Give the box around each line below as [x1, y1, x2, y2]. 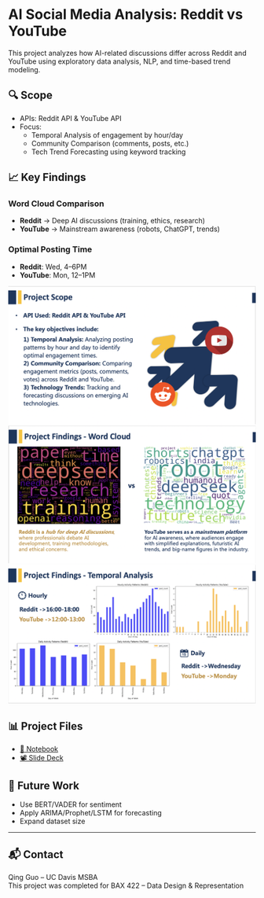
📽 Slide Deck [19, 753, 64, 763]
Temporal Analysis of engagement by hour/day [31, 130, 183, 139]
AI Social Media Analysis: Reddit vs [8, 6, 244, 24]
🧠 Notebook [19, 745, 59, 754]
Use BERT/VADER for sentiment [19, 800, 122, 809]
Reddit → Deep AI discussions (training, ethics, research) [19, 216, 206, 226]
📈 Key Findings [8, 171, 86, 184]
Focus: [19, 122, 42, 131]
